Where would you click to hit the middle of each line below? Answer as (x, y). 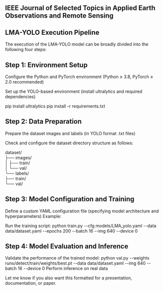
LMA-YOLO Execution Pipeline (52, 32)
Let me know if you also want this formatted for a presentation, (69, 278)
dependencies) (20, 97)
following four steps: (26, 50)
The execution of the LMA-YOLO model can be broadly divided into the (77, 44)
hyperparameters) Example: (33, 216)
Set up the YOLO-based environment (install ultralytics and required (74, 92)
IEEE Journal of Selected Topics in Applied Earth (80, 8)
